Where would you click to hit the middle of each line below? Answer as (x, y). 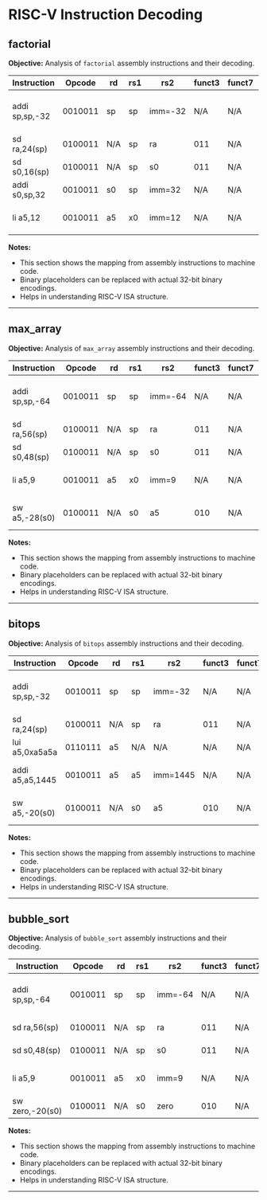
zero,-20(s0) (37, 1111)
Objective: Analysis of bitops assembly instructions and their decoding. (126, 643)
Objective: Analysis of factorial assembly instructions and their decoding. (132, 63)
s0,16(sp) (31, 172)
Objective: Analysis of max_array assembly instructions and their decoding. (132, 348)
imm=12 (165, 218)
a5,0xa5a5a (35, 752)
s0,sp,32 (29, 195)
